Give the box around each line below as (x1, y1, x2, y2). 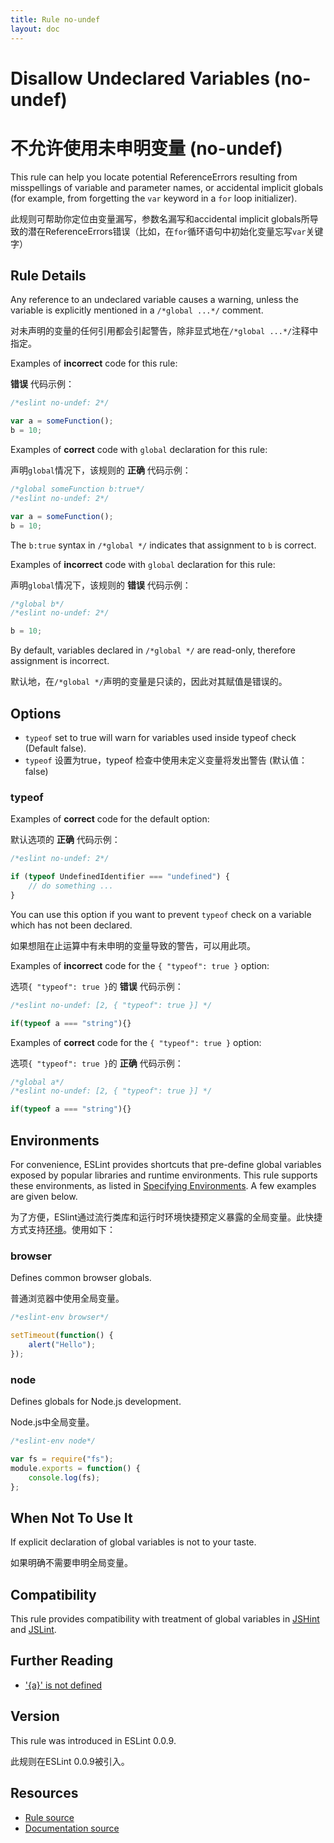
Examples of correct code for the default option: (10, 813, 210, 825)
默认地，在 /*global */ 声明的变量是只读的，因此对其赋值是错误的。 (10, 676, 288, 688)
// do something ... (28, 881, 114, 891)
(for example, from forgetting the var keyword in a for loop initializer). (10, 192, 298, 204)
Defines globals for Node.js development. (10, 1396, 182, 1408)
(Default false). (24, 742, 87, 754)
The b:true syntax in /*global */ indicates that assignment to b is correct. (10, 539, 317, 551)
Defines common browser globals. (10, 1272, 152, 1284)
